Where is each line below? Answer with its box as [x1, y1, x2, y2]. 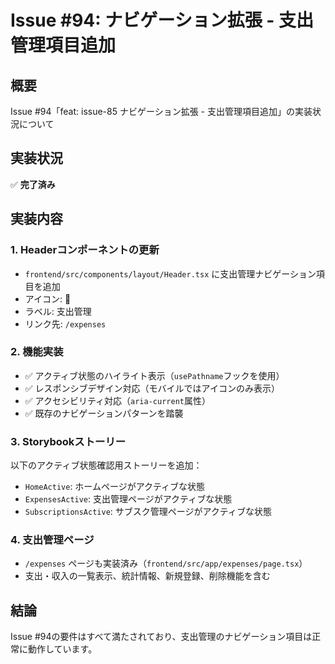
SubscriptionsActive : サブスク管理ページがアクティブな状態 [24, 506, 272, 518]
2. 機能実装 [10, 345, 64, 359]
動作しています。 [27, 643, 98, 655]
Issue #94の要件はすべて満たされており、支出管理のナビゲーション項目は [10, 631, 313, 643]
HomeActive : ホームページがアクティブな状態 [24, 481, 206, 493]
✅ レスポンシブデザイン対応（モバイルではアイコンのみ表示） [24, 382, 280, 394]
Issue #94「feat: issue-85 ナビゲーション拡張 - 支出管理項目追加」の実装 [10, 106, 313, 117]
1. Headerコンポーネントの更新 [10, 243, 160, 257]
